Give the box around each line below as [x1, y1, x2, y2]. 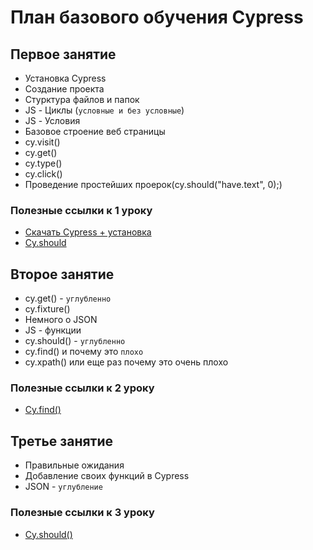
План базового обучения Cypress [10, 6, 304, 29]
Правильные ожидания [24, 459, 125, 471]
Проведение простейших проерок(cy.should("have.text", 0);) [24, 179, 283, 190]
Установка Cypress [24, 72, 107, 84]
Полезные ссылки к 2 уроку [10, 381, 155, 395]
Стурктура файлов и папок [24, 94, 140, 105]
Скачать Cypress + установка [24, 226, 152, 238]
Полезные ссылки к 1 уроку [10, 203, 153, 217]
